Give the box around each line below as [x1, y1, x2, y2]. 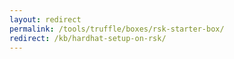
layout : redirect [9, 14, 82, 25]
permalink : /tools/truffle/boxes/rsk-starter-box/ [9, 24, 225, 34]
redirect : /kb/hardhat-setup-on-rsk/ [9, 33, 167, 43]
